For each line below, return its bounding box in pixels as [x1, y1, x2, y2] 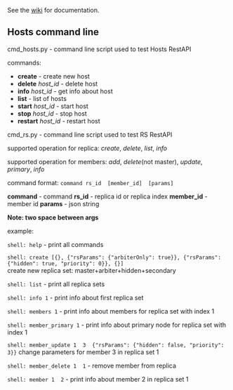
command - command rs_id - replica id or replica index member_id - [7, 192, 208, 201]
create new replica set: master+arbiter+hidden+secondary [7, 266, 177, 274]
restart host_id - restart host [17, 116, 100, 125]
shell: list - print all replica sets [7, 280, 105, 288]
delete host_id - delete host [17, 79, 98, 88]
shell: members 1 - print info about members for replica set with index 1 [7, 307, 215, 315]
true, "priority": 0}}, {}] [41, 260, 124, 267]
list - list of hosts [17, 94, 67, 102]
